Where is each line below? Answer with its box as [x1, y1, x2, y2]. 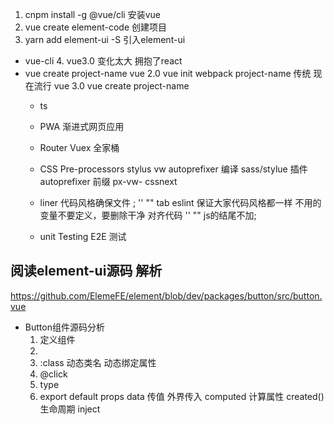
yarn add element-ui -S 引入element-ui [24, 34, 186, 45]
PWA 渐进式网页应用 [39, 121, 125, 132]
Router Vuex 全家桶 [39, 142, 120, 153]
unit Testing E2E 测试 [39, 231, 127, 242]
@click [39, 368, 68, 380]
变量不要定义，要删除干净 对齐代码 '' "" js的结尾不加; [39, 209, 257, 221]
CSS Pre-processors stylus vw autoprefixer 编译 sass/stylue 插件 [39, 163, 308, 175]
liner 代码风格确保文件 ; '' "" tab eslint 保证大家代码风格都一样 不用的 [39, 197, 322, 208]
